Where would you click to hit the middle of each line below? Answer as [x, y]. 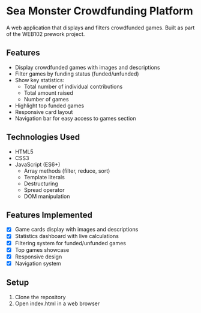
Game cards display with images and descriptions [76, 230]
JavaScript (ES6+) [37, 164]
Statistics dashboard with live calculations [67, 236]
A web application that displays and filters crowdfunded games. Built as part [100, 28]
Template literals [44, 177]
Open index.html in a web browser [57, 303]
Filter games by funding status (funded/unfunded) [77, 74]
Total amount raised [49, 93]
